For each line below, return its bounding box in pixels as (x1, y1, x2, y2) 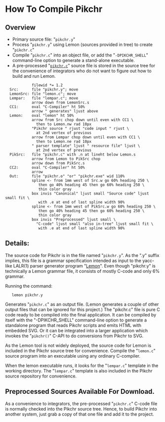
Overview (5, 23, 36, 32)
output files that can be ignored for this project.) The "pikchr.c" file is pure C (5, 306, 160, 313)
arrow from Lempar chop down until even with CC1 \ (31, 135, 140, 140)
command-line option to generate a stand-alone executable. (12, 57, 135, 63)
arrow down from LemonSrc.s (31, 100, 90, 105)
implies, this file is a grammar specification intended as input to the (5, 258, 142, 264)
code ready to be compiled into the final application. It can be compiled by (5, 312, 157, 317)
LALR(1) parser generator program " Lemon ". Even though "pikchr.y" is (13, 263, 156, 268)
